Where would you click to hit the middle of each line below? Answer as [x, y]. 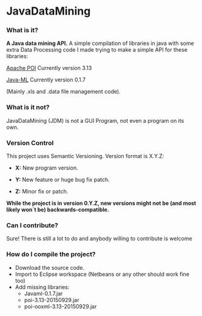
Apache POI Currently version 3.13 [49, 68]
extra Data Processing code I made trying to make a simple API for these [97, 50]
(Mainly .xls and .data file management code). [63, 92]
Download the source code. [50, 267]
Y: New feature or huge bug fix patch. [62, 180]
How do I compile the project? [51, 255]
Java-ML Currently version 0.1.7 [46, 80]
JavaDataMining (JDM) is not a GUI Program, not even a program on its [95, 120]
